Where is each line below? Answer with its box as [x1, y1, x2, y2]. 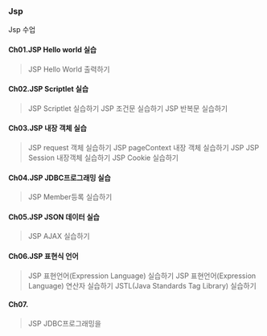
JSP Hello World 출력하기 [27, 64, 110, 74]
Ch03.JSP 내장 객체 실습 [8, 123, 87, 133]
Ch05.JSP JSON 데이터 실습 [8, 211, 101, 222]
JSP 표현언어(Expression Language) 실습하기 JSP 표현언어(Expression [27, 271, 257, 281]
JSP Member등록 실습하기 [27, 192, 113, 202]
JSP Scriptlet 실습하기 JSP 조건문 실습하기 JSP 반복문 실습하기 [27, 103, 228, 113]
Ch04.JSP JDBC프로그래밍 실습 [8, 173, 111, 182]
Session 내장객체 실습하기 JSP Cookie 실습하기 [27, 153, 179, 162]
